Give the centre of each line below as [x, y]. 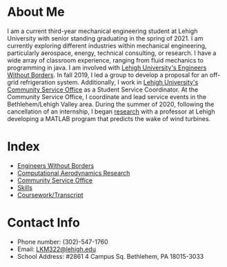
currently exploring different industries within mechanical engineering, [107, 45]
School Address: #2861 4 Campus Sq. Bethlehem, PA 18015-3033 [110, 256]
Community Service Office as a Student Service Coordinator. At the [103, 89]
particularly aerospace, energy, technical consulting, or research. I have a [112, 53]
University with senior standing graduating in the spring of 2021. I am [105, 38]
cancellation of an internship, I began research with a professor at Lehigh [111, 111]
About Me [36, 12]
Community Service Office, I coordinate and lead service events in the [107, 96]
